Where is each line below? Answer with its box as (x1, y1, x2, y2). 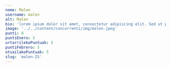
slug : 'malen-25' (5, 54, 42, 59)
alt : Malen (5, 17, 28, 22)
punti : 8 (5, 31, 24, 36)
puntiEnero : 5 (5, 36, 36, 41)
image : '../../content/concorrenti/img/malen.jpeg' (5, 26, 117, 31)
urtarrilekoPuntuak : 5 (5, 40, 53, 45)
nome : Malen (5, 7, 31, 13)
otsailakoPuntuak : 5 (5, 49, 49, 54)
